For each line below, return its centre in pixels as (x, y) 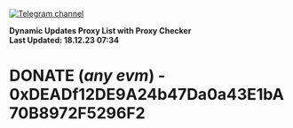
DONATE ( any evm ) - (87, 76)
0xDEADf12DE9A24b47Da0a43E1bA (146, 95)
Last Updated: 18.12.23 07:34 (64, 40)
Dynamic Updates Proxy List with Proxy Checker (100, 30)
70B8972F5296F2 (77, 113)
